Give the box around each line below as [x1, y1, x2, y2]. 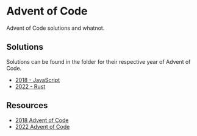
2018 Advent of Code [15, 117, 69, 124]
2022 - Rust [15, 83, 46, 90]
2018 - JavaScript [15, 76, 60, 83]
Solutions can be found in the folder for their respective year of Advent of [6, 58, 191, 65]
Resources [6, 100, 48, 110]
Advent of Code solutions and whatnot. [6, 24, 105, 32]
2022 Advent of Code [15, 123, 70, 130]
